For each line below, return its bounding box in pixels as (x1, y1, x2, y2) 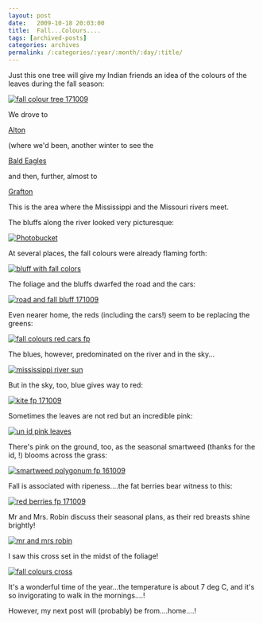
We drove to (8, 110, 48, 119)
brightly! (8, 520, 36, 530)
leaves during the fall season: (8, 79, 105, 88)
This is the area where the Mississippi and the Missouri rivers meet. (8, 202, 229, 212)
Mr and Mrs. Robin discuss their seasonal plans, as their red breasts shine (8, 512, 250, 521)
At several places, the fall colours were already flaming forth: (8, 248, 208, 258)
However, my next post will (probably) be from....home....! (8, 606, 197, 615)
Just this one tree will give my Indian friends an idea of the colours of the (8, 71, 248, 80)
